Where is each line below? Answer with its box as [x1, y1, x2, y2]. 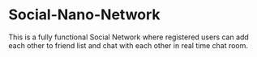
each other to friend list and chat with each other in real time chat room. [8, 40, 249, 50]
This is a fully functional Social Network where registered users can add [8, 32, 249, 42]
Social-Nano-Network [8, 6, 161, 24]
